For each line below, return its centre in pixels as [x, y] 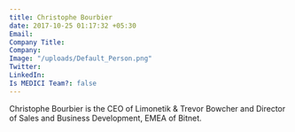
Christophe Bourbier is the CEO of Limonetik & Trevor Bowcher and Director [147, 108]
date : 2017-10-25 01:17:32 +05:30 [73, 26]
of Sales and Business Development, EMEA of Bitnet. [105, 118]
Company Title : [37, 42]
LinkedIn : [27, 75]
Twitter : [25, 67]
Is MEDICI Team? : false [53, 83]
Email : [21, 34]
